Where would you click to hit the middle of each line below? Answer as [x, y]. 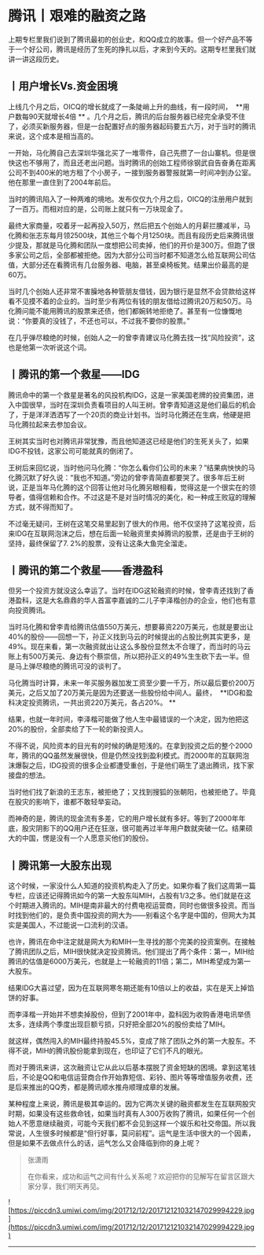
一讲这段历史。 [39, 59]
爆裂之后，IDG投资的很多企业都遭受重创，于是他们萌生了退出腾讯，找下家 [134, 765]
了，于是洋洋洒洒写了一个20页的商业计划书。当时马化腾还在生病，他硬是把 [130, 414]
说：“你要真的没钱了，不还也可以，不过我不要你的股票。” [99, 321]
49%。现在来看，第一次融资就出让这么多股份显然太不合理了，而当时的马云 [130, 647]
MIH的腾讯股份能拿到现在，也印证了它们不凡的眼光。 [121, 1051]
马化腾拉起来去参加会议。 [49, 424]
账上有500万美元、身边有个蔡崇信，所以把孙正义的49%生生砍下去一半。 [126, 656]
